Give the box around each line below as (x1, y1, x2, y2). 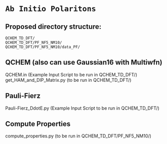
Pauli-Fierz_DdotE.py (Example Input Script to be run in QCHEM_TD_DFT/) (5, 105, 159, 111)
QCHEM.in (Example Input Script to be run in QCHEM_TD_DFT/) (5, 71, 138, 77)
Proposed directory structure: (5, 22, 102, 31)
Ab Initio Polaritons (5, 4, 96, 14)
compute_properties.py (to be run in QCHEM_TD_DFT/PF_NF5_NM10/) (5, 133, 152, 139)
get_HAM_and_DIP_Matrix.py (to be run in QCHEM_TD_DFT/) (5, 77, 132, 83)
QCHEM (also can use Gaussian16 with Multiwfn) (5, 58, 163, 67)
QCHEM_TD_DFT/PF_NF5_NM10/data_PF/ (5, 44, 80, 50)
